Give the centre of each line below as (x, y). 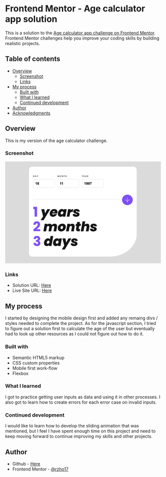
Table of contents (33, 59)
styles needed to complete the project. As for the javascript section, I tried (81, 323)
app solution (31, 19)
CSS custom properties (36, 363)
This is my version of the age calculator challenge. (56, 140)
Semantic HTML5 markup (38, 358)
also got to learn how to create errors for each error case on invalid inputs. (81, 402)
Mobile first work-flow (35, 368)
